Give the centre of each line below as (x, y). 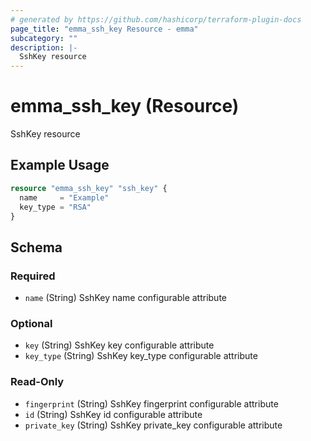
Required (33, 276)
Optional (31, 323)
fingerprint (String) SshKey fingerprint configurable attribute (151, 403)
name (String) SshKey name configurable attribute (126, 298)
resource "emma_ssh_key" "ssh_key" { (89, 188)
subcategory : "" (44, 38)
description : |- (44, 47)
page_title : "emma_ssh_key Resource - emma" (104, 29)
